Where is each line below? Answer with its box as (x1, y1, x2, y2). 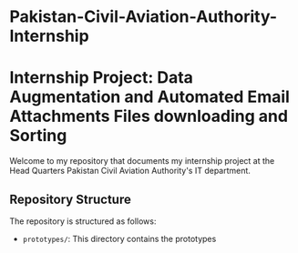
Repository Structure (9, 191, 132, 207)
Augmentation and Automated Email (9, 86, 290, 107)
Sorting (9, 126, 67, 147)
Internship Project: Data (9, 67, 194, 88)
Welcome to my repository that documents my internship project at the (9, 156, 275, 167)
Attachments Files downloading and (9, 106, 289, 126)
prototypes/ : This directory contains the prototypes (22, 233, 217, 244)
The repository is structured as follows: (9, 216, 157, 227)
